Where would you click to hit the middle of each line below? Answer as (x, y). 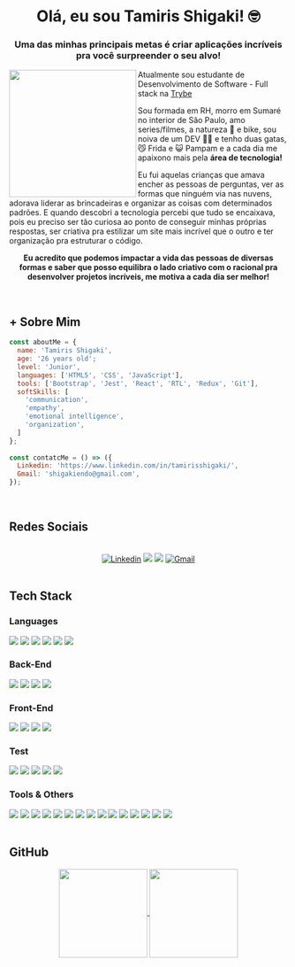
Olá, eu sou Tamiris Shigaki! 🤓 (148, 16)
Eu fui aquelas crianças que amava (201, 175)
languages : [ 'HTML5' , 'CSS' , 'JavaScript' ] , (100, 375)
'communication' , (57, 400)
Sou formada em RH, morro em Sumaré (209, 111)
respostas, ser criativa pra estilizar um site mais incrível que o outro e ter (141, 231)
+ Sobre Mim (45, 322)
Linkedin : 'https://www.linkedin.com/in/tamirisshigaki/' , (128, 466)
